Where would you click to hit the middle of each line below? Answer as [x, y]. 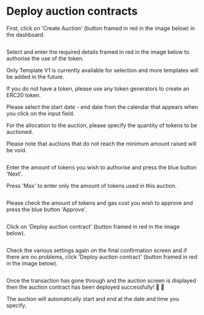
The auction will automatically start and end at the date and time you [93, 298]
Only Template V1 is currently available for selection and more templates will [102, 70]
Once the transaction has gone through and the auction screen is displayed [101, 280]
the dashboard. [25, 34]
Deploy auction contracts [72, 11]
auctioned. [20, 132]
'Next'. [15, 174]
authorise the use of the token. [45, 58]
